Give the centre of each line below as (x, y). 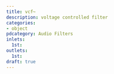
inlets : (16, 39)
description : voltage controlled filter (57, 17)
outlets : (17, 51)
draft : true (21, 61)
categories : (21, 23)
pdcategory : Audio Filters (40, 34)
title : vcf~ (21, 12)
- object (17, 28)
